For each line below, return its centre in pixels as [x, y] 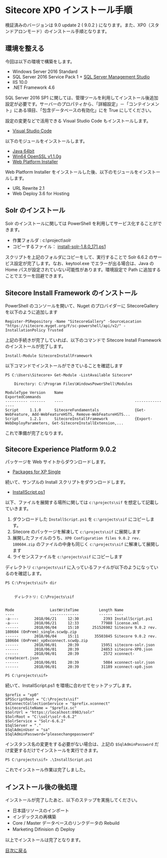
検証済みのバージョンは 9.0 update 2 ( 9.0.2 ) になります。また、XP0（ [78, 25]
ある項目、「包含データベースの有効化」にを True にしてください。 [86, 110]
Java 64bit [23, 151]
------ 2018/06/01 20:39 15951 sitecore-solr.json [80, 645]
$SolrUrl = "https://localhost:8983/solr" [50, 713]
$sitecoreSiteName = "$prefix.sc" [41, 708]
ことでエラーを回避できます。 [36, 276]
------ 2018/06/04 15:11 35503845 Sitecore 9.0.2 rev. [81, 636]
